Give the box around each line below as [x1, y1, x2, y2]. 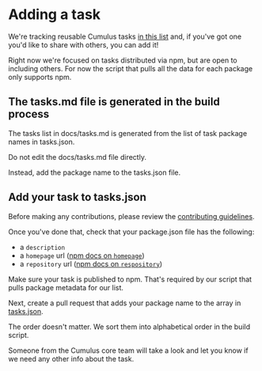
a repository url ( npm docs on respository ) [19, 259, 163, 268]
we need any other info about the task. [8, 354, 135, 363]
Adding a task [8, 6, 101, 24]
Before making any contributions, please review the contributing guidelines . [8, 211, 255, 221]
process [8, 108, 50, 121]
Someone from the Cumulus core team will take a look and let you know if [8, 346, 249, 355]
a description [19, 242, 66, 252]
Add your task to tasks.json [8, 191, 146, 204]
